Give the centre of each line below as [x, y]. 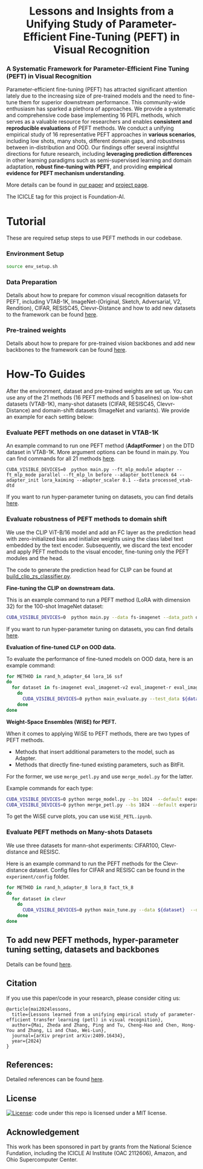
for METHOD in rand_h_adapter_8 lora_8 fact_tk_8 [70, 887]
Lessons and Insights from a [101, 11]
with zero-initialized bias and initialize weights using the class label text [95, 538]
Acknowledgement [43, 1132]
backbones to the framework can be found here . [66, 350]
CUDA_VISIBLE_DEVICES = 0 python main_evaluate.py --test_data [101, 699]
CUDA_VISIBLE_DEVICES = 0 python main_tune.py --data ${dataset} [104, 910]
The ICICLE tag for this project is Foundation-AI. [66, 197]
